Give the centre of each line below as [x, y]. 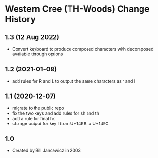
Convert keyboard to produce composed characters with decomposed [83, 49]
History [20, 19]
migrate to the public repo [38, 108]
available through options [37, 54]
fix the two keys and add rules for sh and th [56, 113]
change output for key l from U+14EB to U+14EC [60, 123]
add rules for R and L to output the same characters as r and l [73, 81]
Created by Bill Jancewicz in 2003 [46, 150]
